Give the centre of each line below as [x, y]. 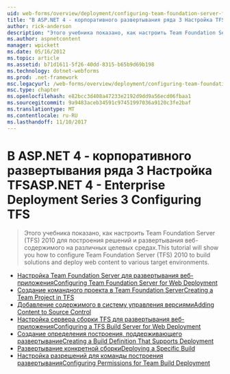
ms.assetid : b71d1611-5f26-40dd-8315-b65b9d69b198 [81, 65]
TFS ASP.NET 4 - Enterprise [86, 185]
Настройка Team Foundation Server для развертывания [98, 276]
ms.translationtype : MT [41, 109]
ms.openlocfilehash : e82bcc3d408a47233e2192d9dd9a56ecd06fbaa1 [99, 97]
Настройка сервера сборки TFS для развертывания [93, 319]
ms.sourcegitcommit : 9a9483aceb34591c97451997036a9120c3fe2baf [99, 103]
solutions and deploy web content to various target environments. [117, 262]
